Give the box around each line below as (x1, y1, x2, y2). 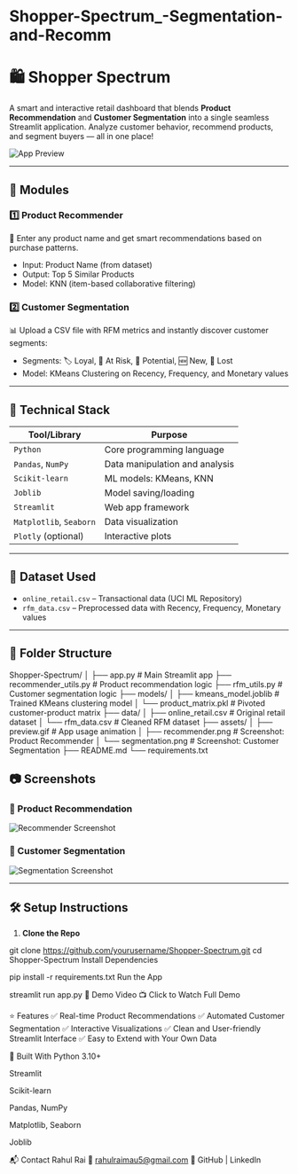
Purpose (150, 428, 188, 441)
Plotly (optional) (13, 529, 84, 542)
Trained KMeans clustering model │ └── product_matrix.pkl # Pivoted (9, 698, 266, 708)
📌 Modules (9, 182, 69, 197)
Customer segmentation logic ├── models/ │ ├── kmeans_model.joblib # (9, 688, 280, 699)
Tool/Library (27, 428, 82, 441)
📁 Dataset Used (9, 569, 96, 584)
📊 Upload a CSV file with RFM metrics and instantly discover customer (9, 325, 269, 336)
